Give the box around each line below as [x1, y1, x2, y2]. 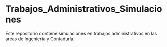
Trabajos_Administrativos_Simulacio [5, 3, 162, 15]
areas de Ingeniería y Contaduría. [5, 36, 75, 42]
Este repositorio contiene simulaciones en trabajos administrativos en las [5, 30, 157, 36]
